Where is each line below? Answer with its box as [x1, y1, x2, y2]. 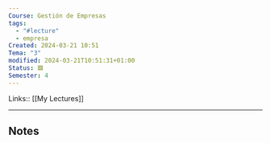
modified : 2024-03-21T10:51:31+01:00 [8, 57, 135, 65]
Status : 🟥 [8, 64, 44, 72]
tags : [8, 19, 27, 27]
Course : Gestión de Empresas [8, 11, 106, 20]
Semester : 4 [8, 71, 48, 80]
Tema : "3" [8, 49, 42, 57]
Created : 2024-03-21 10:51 [8, 42, 99, 50]
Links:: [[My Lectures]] [8, 93, 85, 103]
